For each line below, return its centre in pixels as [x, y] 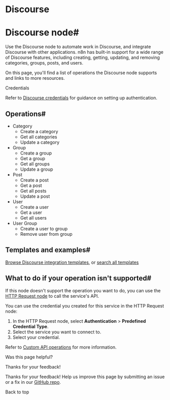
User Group [25, 223]
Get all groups [35, 164]
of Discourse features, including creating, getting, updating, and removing [82, 57]
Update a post [35, 196]
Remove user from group [46, 234]
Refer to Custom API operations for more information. [61, 347]
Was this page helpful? [29, 357]
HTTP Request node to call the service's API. [52, 296]
